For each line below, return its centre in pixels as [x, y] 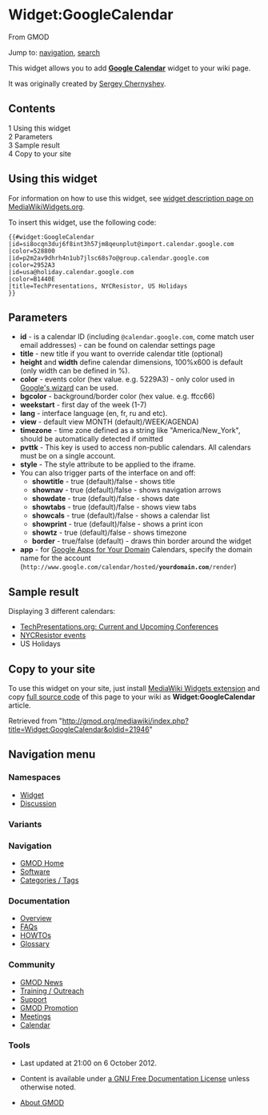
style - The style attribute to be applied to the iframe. [108, 465]
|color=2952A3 [32, 265]
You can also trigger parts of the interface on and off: [108, 473]
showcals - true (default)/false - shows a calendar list [121, 515]
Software [35, 871]
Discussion [38, 803]
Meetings [35, 1016]
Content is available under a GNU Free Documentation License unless [135, 1078]
